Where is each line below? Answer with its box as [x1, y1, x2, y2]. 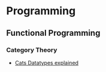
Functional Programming [6, 28, 101, 38]
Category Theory [6, 46, 57, 54]
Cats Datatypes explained [14, 59, 79, 66]
